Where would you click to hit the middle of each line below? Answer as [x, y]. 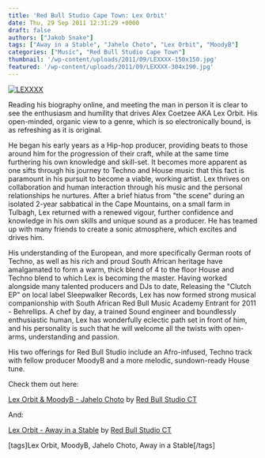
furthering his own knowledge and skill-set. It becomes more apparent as [128, 162]
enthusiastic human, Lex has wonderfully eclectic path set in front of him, [128, 320]
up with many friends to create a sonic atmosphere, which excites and [123, 229]
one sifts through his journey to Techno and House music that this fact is [127, 170]
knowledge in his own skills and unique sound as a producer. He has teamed [133, 220]
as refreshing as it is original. [55, 130]
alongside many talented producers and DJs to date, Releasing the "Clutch [130, 286]
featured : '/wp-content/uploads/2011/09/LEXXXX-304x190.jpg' [111, 67]
